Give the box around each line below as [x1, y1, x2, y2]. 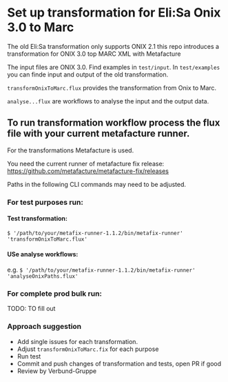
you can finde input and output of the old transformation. [7, 70, 169, 79]
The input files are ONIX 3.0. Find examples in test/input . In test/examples [7, 63, 220, 71]
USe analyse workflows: [7, 250, 79, 259]
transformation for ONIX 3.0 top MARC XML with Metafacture [7, 50, 181, 58]
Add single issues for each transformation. [17, 337, 138, 345]
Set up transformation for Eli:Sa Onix [7, 5, 221, 21]
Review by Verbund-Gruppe [17, 367, 97, 375]
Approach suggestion [7, 322, 82, 332]
